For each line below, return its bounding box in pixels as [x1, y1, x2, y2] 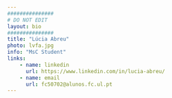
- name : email [19, 74, 60, 81]
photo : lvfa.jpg [7, 42, 54, 49]
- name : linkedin [19, 61, 70, 68]
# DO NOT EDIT [7, 17, 48, 23]
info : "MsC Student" [7, 49, 67, 56]
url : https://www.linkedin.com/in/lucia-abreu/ [25, 68, 166, 75]
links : [7, 55, 26, 62]
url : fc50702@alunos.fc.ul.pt [25, 81, 113, 88]
